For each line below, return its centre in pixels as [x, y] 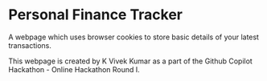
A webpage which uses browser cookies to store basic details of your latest [134, 37]
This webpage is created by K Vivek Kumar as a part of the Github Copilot [131, 61]
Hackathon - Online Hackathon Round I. [74, 69]
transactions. [30, 45]
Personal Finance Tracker [96, 15]
